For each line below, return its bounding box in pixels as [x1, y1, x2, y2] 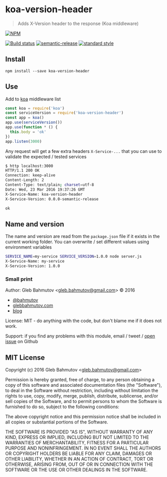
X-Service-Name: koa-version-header [5, 192, 83, 197]
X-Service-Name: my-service [5, 259, 65, 264]
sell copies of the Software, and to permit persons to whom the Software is [5, 398, 162, 404]
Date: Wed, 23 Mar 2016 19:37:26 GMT [5, 187, 85, 192]
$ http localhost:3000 [5, 163, 53, 169]
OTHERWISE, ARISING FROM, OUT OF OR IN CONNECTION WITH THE [5, 461, 153, 467]
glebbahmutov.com [12, 302, 53, 309]
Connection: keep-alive [5, 173, 56, 178]
